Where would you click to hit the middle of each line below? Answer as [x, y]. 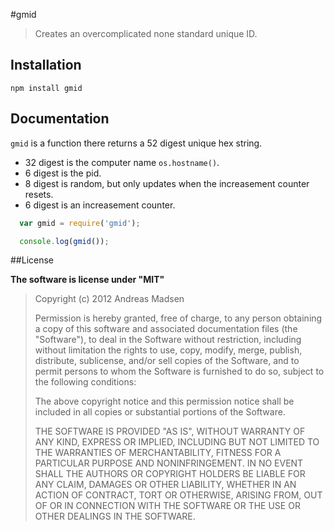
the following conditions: [85, 382]
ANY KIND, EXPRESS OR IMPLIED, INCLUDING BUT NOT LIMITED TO [177, 442]
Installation [46, 65]
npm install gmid [46, 88]
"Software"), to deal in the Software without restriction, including [168, 340]
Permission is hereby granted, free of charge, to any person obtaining [178, 318]
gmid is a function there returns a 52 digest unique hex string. [136, 143]
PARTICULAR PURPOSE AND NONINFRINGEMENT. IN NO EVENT [169, 463]
